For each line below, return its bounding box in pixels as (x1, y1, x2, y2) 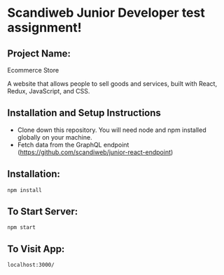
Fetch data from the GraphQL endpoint (17, 140, 129, 149)
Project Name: (7, 47, 71, 59)
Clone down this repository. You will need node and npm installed (17, 126, 206, 134)
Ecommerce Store (7, 66, 59, 74)
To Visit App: (7, 243, 65, 255)
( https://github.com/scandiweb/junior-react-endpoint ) (17, 148, 174, 156)
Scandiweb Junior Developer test (7, 5, 205, 21)
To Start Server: (7, 206, 78, 218)
